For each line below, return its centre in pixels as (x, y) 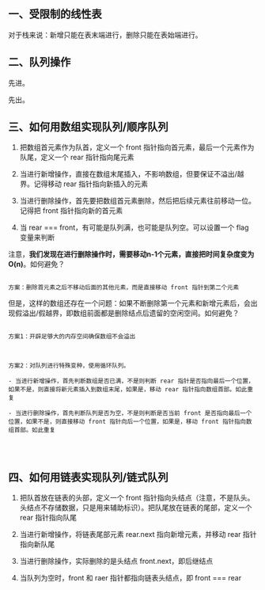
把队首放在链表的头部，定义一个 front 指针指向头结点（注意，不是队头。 (137, 498)
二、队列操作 (40, 62)
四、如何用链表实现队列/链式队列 (88, 477)
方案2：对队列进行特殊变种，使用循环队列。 (69, 366)
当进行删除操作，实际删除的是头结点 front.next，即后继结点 (116, 561)
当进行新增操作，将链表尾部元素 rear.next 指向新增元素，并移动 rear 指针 (138, 535)
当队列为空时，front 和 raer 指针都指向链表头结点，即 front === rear (131, 578)
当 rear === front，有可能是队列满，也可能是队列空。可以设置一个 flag (134, 227)
